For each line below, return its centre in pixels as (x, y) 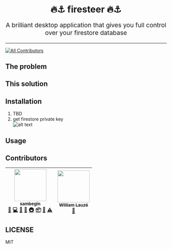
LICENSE (20, 230)
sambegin (30, 204)
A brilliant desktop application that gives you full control (86, 25)
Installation (24, 101)
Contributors (26, 158)
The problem (26, 66)
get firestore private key (38, 119)
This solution (27, 84)
